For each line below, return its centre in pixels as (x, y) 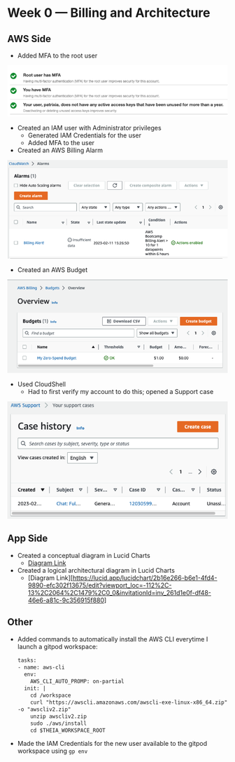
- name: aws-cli (41, 667)
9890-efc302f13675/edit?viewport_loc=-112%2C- (100, 585)
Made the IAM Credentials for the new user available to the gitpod (112, 743)
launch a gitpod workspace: (57, 646)
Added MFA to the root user (57, 55)
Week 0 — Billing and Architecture (109, 13)
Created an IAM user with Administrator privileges (90, 128)
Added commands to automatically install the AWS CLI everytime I (113, 639)
